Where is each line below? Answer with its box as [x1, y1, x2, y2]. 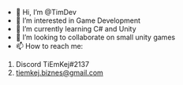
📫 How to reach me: [15, 42, 84, 50]
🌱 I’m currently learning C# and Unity [15, 24, 136, 33]
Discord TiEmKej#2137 [15, 60, 89, 68]
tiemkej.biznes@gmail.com [15, 68, 104, 77]
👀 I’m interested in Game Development [15, 16, 140, 25]
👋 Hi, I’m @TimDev [15, 8, 77, 17]
